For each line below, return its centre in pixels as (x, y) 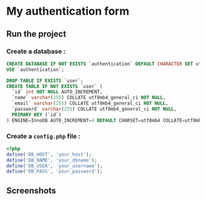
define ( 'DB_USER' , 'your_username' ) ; (55, 166)
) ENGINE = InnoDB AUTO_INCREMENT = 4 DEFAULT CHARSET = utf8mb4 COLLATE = (96, 120)
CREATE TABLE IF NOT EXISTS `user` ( (55, 86)
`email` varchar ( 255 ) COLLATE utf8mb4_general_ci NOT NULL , (90, 103)
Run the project (36, 34)
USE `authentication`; (35, 69)
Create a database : (36, 51)
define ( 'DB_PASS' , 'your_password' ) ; (55, 172)
